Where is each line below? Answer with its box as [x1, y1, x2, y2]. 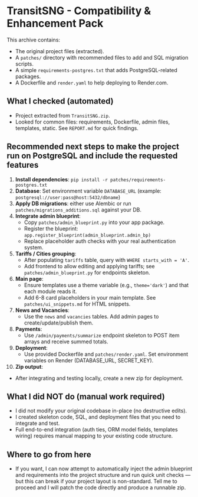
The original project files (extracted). [15, 47, 105, 54]
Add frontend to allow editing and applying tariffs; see [24, 262, 155, 269]
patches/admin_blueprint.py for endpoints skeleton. [24, 269, 151, 276]
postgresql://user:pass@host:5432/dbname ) [15, 193, 121, 200]
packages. [15, 73, 41, 80]
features [6, 160, 39, 170]
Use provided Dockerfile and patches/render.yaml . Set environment [24, 350, 189, 358]
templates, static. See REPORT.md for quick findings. [15, 124, 139, 131]
